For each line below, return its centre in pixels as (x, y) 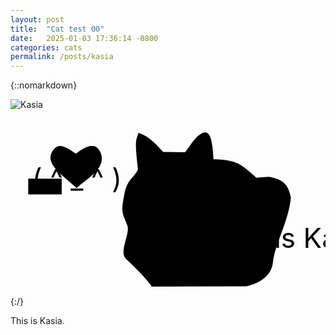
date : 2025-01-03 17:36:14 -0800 (84, 38)
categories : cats (46, 47)
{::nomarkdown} (44, 85)
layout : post (37, 19)
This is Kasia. (37, 320)
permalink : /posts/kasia (62, 57)
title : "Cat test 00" (57, 29)
